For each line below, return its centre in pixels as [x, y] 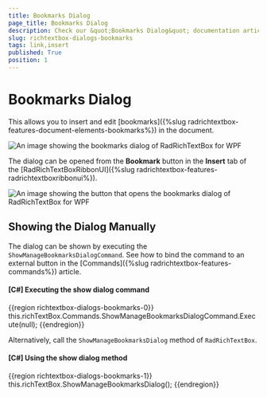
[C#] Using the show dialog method [68, 358]
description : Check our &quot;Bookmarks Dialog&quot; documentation [124, 30]
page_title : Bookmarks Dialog [58, 23]
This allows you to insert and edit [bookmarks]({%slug [97, 121]
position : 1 [28, 61]
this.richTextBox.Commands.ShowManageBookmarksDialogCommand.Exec [132, 316]
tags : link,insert [39, 45]
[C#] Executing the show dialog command [79, 290]
